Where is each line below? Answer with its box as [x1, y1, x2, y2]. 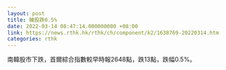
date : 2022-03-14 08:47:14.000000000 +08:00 [7, 23, 138, 30]
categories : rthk [7, 36, 58, 43]
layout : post [7, 10, 45, 17]
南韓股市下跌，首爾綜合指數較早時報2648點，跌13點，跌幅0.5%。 [7, 56, 196, 64]
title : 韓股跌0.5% [7, 16, 58, 23]
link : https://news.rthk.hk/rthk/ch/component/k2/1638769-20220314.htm [7, 29, 219, 36]
